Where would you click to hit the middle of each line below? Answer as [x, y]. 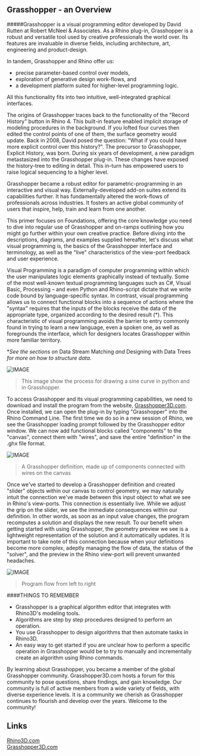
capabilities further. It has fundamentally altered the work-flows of [88, 196]
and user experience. [33, 259]
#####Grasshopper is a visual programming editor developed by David [94, 24]
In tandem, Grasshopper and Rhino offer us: [61, 61]
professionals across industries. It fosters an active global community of [95, 202]
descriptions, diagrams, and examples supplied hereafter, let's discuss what [100, 239]
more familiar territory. [34, 340]
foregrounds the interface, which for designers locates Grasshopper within [98, 333]
